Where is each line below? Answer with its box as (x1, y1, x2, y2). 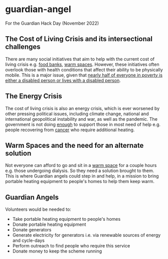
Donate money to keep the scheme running (12, 248, 102, 254)
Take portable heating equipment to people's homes (12, 216, 121, 222)
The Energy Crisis (5, 92, 62, 101)
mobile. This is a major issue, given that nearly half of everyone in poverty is (5, 72, 163, 78)
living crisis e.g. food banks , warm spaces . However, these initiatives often (5, 61, 159, 67)
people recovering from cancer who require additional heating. (5, 127, 135, 133)
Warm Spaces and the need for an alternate (5, 141, 144, 149)
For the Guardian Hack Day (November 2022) (5, 20, 99, 26)
